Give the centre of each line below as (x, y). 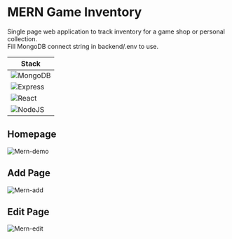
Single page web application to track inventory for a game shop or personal (116, 31)
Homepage (32, 135)
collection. (22, 38)
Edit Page (28, 211)
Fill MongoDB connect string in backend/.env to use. (83, 46)
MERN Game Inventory (75, 12)
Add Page (29, 173)
